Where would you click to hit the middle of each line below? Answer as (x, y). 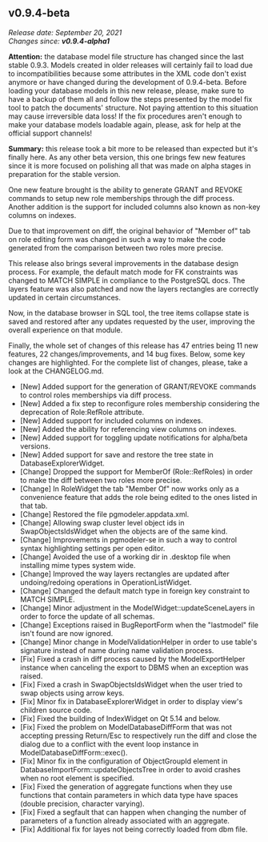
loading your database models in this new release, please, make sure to (126, 91)
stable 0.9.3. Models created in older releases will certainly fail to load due (131, 65)
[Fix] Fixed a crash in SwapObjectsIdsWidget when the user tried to (131, 684)
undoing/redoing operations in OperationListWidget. (106, 582)
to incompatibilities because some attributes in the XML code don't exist (127, 73)
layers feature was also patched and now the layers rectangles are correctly (134, 288)
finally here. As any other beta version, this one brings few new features (127, 157)
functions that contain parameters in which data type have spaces (129, 795)
